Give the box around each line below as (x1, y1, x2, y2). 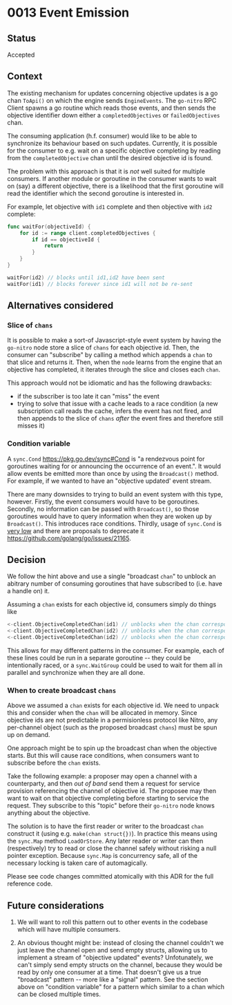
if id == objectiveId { (32, 236, 100, 243)
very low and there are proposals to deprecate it (7, 526, 144, 535)
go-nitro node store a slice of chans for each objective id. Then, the (7, 343, 200, 352)
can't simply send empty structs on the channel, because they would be (17, 961, 223, 969)
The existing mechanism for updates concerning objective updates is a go (7, 88, 218, 97)
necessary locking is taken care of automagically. (7, 859, 148, 868)
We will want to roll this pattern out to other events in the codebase (17, 918, 209, 926)
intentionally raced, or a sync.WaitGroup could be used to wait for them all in (7, 661, 223, 669)
